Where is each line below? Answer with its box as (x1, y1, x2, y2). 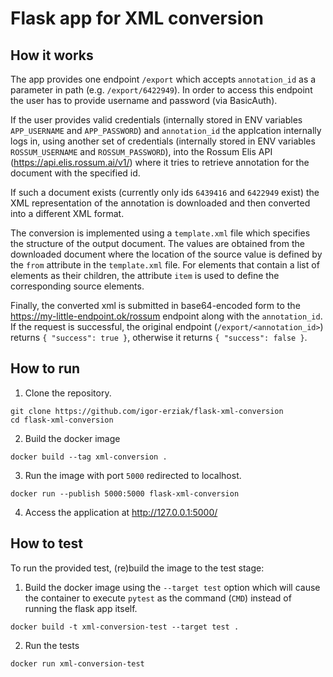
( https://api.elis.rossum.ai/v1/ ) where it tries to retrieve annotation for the (10, 157, 310, 168)
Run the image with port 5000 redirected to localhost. (24, 469, 242, 481)
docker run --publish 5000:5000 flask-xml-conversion (10, 488, 240, 499)
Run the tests (24, 639, 80, 651)
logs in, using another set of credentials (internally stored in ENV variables (10, 135, 316, 147)
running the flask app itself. (24, 602, 138, 614)
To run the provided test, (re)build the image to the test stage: (10, 562, 265, 574)
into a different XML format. (10, 208, 125, 219)
